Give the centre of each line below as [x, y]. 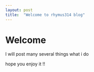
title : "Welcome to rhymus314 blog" [45, 15]
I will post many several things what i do [47, 54]
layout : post [19, 10]
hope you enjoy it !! [25, 64]
